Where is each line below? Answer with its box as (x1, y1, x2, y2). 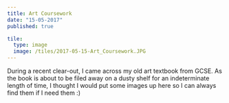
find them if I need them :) (7, 89, 81, 97)
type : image (13, 42, 48, 49)
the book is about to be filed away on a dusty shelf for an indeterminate (7, 74, 210, 82)
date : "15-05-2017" (7, 16, 63, 23)
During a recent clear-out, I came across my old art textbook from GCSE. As (7, 67, 222, 75)
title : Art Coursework (7, 10, 72, 17)
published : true (7, 23, 54, 30)
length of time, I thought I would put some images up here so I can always (7, 82, 217, 89)
